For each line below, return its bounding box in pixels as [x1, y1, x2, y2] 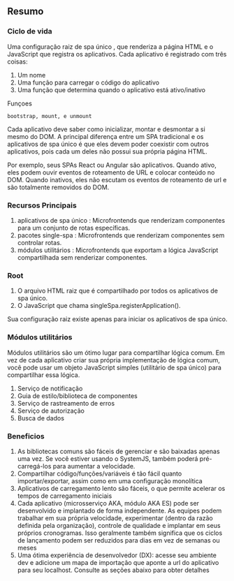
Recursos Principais [7, 200, 77, 210]
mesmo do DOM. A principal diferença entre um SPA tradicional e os [7, 132, 204, 140]
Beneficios [7, 431, 45, 441]
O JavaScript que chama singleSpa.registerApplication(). [17, 302, 181, 310]
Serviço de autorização [17, 406, 85, 415]
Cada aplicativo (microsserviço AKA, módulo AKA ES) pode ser [17, 499, 200, 507]
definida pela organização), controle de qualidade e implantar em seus [17, 521, 221, 529]
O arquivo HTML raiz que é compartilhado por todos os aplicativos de [17, 286, 219, 295]
